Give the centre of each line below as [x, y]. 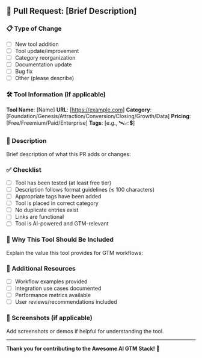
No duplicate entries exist [47, 210]
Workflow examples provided [51, 281]
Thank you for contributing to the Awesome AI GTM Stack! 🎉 [83, 348]
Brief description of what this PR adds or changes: [69, 154]
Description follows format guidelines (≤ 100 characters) [85, 190]
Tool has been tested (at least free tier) [63, 183]
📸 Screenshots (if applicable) [49, 318]
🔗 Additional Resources [41, 268]
